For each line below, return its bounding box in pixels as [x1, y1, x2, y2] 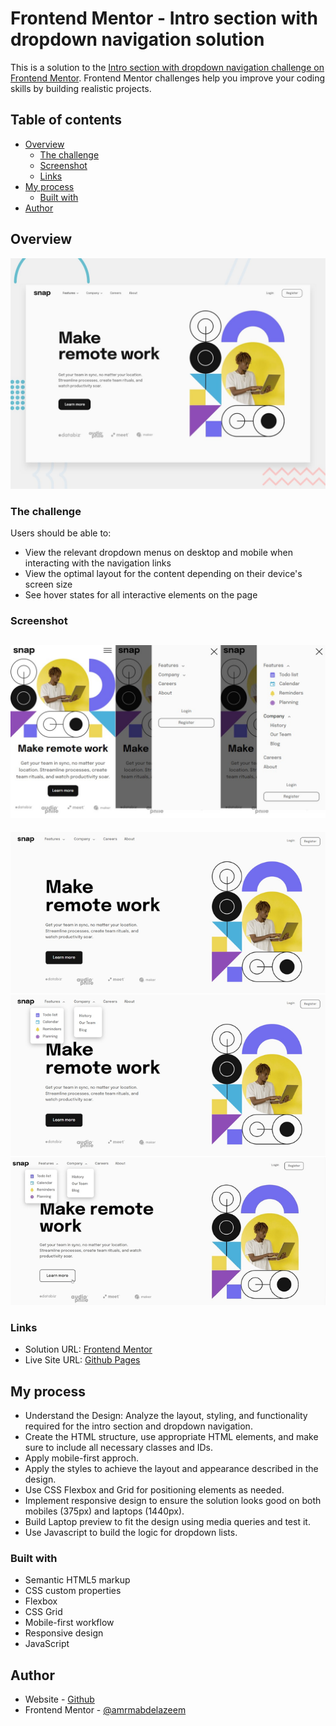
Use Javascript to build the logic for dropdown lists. [24, 1527, 238, 1539]
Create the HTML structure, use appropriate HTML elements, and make [24, 1431, 319, 1443]
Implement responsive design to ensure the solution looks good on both [24, 1495, 322, 1507]
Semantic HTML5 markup [24, 1574, 131, 1586]
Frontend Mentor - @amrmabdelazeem [24, 1704, 187, 1716]
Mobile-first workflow [24, 1617, 115, 1629]
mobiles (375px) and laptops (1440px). [24, 1505, 185, 1517]
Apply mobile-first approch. [24, 1452, 139, 1464]
